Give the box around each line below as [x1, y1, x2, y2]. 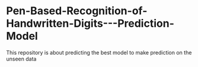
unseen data [6, 55, 37, 62]
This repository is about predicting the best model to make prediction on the [6, 49, 192, 56]
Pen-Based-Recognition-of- [6, 4, 148, 18]
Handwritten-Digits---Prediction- [6, 17, 175, 30]
